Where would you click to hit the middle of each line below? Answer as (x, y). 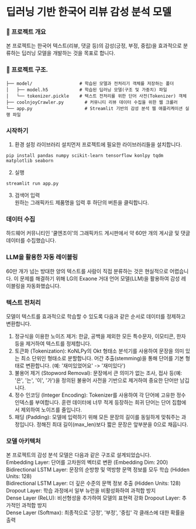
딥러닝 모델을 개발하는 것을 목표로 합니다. (68, 53)
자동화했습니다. (44, 286)
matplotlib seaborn (30, 161)
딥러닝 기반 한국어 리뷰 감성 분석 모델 (89, 12)
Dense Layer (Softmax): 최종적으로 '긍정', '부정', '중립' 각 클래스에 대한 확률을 (96, 513)
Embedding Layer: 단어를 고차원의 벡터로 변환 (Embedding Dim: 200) (87, 463)
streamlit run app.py (32, 184)
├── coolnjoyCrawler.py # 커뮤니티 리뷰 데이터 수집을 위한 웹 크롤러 (92, 102)
